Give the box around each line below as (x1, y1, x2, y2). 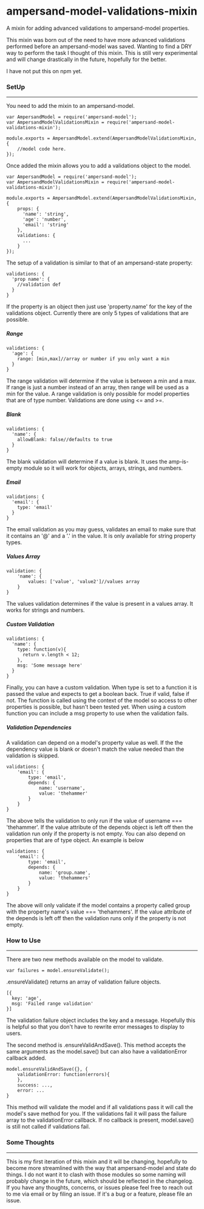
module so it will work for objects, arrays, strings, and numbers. (23, 464, 183, 472)
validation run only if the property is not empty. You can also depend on (6, 830, 186, 837)
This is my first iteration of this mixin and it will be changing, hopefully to (6, 1158, 188, 1165)
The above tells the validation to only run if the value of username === (6, 817, 183, 824)
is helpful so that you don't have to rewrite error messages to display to (6, 1023, 185, 1030)
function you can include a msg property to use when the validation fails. (6, 710, 189, 717)
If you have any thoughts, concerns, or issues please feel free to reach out (6, 1183, 193, 1191)
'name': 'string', (22, 211, 69, 218)
